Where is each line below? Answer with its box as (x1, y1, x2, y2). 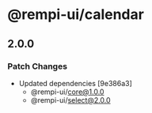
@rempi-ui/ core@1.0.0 (30, 87, 104, 96)
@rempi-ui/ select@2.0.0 (30, 95, 112, 104)
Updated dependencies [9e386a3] (18, 78, 132, 88)
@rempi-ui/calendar (7, 6, 144, 24)
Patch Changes (7, 61, 68, 72)
